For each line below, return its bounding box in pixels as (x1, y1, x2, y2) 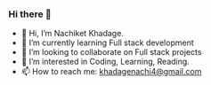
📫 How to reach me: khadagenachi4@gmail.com (20, 66, 202, 77)
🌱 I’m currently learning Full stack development (20, 37, 194, 48)
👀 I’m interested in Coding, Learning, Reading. (20, 57, 191, 67)
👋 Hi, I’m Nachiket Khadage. (20, 28, 124, 39)
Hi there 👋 (8, 8, 53, 20)
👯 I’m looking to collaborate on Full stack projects (20, 47, 202, 58)
